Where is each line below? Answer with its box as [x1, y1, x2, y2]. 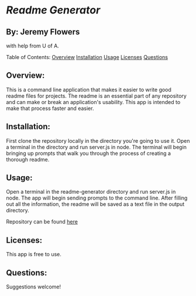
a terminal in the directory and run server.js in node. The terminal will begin [6, 143, 187, 150]
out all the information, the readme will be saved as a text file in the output [6, 201, 185, 208]
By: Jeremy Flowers [6, 27, 80, 37]
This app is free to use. [6, 251, 61, 258]
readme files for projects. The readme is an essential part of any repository [6, 92, 187, 99]
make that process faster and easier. [6, 105, 94, 112]
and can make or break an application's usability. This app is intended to [6, 98, 181, 105]
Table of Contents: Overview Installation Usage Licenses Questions [6, 54, 169, 60]
